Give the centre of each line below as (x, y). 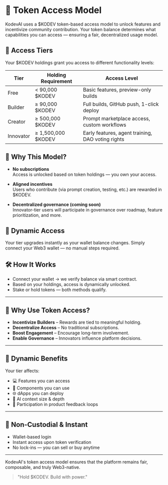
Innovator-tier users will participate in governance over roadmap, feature (87, 209)
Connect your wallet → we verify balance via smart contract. (75, 279)
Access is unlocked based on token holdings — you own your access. (84, 174)
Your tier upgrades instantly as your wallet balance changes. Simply (75, 243)
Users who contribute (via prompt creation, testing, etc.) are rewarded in (87, 189)
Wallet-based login (32, 437)
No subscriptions (31, 169)
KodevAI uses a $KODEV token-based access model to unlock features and (83, 24)
